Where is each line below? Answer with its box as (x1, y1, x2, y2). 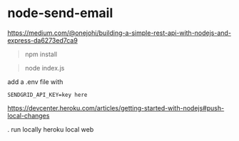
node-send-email (7, 5, 113, 21)
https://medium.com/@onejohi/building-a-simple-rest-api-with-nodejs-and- (7, 28, 232, 37)
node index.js (24, 63, 65, 72)
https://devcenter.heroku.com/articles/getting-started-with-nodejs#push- (7, 103, 225, 112)
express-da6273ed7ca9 (7, 36, 78, 44)
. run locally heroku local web (7, 125, 94, 133)
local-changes (7, 111, 50, 120)
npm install (24, 50, 58, 58)
